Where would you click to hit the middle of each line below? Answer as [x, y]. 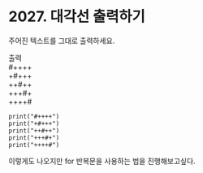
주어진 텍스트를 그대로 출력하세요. [62, 41]
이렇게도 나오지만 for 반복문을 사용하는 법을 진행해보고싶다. [102, 161]
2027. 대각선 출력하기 [77, 17]
